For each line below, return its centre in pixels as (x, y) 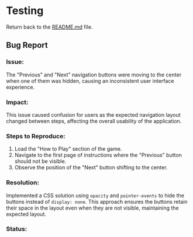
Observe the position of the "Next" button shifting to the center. (91, 168)
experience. (20, 87)
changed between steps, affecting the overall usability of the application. (94, 121)
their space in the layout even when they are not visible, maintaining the (93, 208)
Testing (25, 11)
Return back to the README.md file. (49, 27)
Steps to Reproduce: (36, 136)
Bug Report (27, 45)
